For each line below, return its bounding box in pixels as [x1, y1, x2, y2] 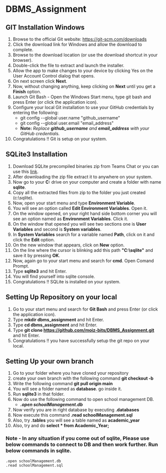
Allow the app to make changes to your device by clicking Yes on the [12, 68, 153, 74]
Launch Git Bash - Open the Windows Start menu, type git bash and [12, 94, 151, 100]
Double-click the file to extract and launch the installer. [12, 63, 124, 68]
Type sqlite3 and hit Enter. [12, 268, 67, 274]
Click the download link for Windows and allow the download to [12, 41, 142, 47]
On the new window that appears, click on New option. [12, 242, 125, 248]
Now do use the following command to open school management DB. [12, 396, 155, 402]
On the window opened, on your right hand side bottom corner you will [12, 210, 157, 216]
